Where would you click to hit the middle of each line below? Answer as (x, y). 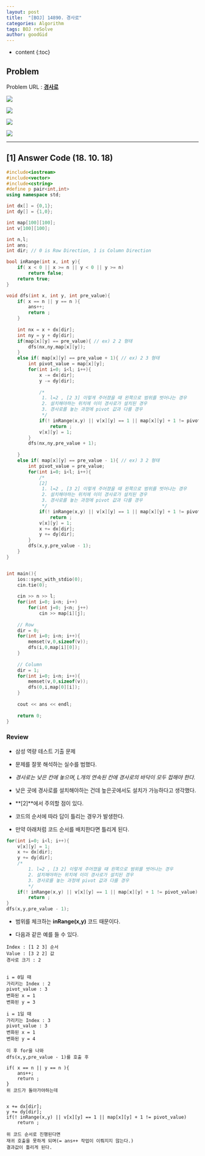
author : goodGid (27, 35)
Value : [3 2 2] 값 (31, 954)
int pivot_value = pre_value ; (67, 466)
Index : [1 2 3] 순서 (33, 947)
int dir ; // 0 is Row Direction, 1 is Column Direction (79, 251)
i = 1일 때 (19, 1014)
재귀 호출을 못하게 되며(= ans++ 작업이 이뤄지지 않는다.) (70, 1141)
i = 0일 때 (19, 977)
